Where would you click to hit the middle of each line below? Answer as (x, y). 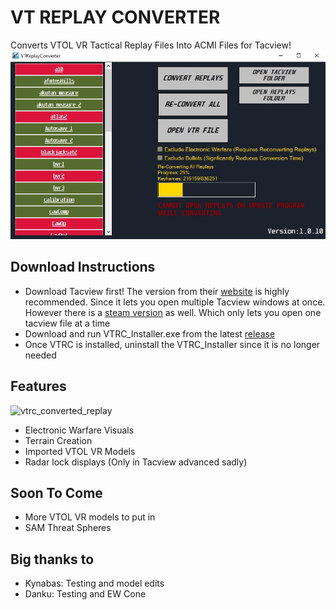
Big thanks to (52, 559)
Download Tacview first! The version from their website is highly (157, 291)
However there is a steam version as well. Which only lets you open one (173, 312)
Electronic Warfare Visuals (79, 430)
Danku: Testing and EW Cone (85, 594)
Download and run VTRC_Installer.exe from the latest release (150, 333)
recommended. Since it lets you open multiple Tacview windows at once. (175, 302)
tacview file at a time (67, 323)
